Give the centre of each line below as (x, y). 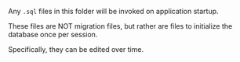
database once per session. (53, 34)
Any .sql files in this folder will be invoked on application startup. (113, 11)
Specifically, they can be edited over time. (76, 49)
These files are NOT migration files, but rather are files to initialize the (120, 26)
